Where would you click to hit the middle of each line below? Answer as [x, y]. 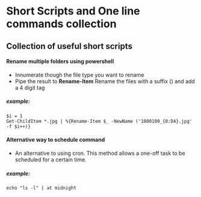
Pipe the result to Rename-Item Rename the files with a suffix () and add [105, 81]
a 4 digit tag [30, 87]
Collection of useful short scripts [69, 46]
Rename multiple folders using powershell [60, 61]
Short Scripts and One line [73, 11]
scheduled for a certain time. [51, 159]
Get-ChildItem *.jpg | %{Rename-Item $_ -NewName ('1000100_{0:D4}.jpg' [99, 121]
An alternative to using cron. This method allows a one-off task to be [100, 153]
